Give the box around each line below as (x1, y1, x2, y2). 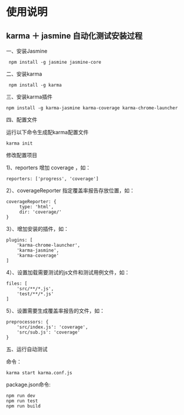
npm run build (6, 403, 41, 409)
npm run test (6, 398, 38, 404)
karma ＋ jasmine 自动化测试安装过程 (6, 31, 143, 41)
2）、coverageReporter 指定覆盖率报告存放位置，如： (6, 187, 135, 194)
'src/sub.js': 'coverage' (17, 329, 81, 335)
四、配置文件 (6, 116, 37, 123)
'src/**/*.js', (17, 286, 54, 292)
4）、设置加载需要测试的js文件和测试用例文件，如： (6, 269, 130, 276)
